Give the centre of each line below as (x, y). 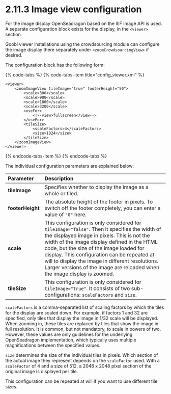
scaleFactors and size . (109, 295)
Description (59, 178)
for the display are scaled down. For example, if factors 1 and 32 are (77, 312)
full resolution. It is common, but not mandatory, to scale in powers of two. (83, 329)
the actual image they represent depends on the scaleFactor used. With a (83, 360)
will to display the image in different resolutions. (102, 261)
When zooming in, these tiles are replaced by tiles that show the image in (82, 323)
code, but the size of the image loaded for (94, 248)
